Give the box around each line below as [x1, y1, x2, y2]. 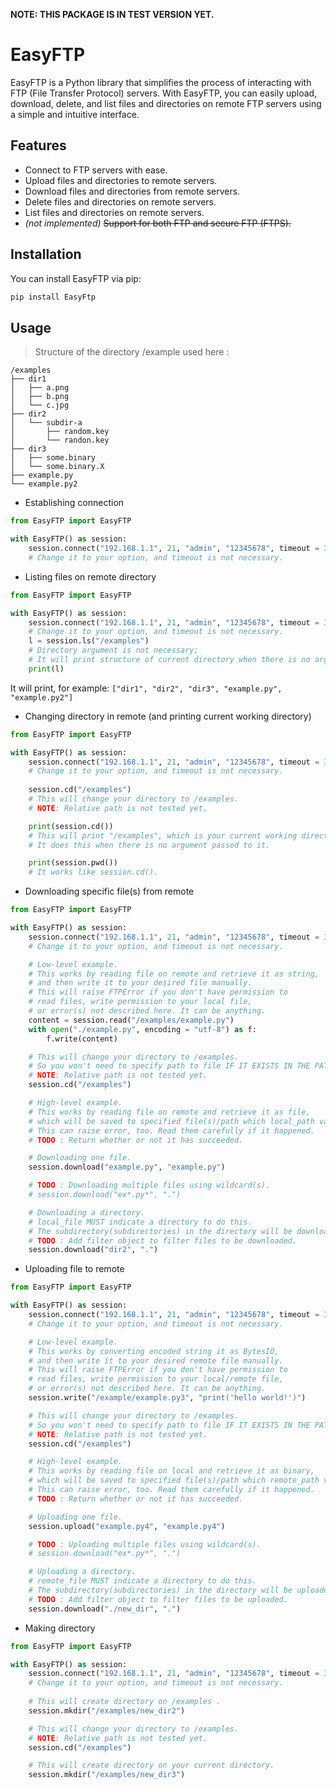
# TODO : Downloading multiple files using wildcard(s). [28, 1180, 271, 1191]
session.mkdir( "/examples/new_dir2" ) [28, 1705, 186, 1716]
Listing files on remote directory [24, 570, 157, 583]
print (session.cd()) [28, 821, 114, 831]
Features [10, 137, 67, 154]
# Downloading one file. [28, 1153, 132, 1163]
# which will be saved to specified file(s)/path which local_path [28, 1116, 315, 1126]
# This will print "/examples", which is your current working [28, 830, 298, 841]
